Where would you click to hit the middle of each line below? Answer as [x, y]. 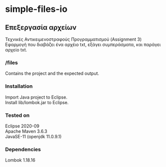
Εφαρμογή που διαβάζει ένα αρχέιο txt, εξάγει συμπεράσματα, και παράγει [83, 45]
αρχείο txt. [16, 50]
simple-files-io [36, 9]
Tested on [17, 115]
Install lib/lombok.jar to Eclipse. [37, 102]
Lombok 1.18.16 [20, 160]
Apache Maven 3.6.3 [26, 131]
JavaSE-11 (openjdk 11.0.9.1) [33, 136]
